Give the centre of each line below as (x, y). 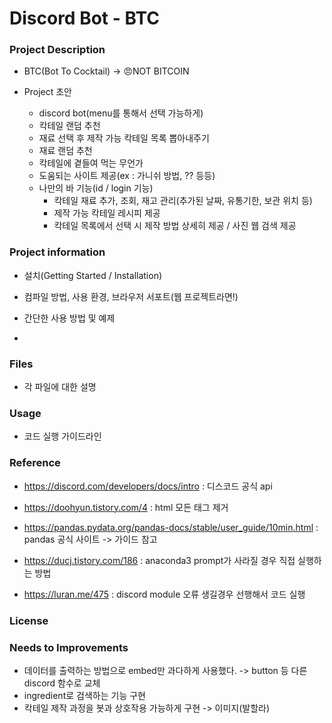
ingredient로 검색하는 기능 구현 (84, 695)
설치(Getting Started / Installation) (93, 275)
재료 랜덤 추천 (65, 151)
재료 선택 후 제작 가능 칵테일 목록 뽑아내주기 (124, 138)
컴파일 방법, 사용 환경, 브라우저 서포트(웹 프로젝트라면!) (131, 296)
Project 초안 (47, 92)
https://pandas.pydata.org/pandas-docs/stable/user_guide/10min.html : (171, 527)
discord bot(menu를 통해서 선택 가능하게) (121, 113)
